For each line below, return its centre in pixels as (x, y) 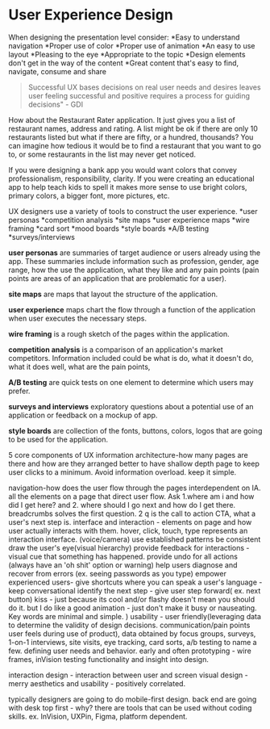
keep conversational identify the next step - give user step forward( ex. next (135, 590)
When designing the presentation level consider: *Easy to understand (124, 37)
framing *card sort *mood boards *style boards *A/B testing (109, 228)
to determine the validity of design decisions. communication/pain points (129, 625)
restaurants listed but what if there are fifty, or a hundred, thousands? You (131, 137)
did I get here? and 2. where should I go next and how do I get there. (122, 505)
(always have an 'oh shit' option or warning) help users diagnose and (123, 565)
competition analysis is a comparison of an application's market (116, 350)
